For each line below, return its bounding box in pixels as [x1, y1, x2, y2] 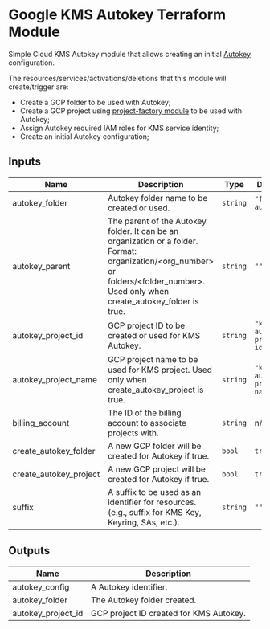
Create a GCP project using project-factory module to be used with [19, 106, 243, 116]
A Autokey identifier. [91, 581, 168, 592]
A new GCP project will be [107, 464, 207, 475]
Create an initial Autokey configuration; [19, 131, 149, 141]
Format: [107, 245, 137, 256]
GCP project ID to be [107, 320, 186, 331]
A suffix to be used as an [107, 486, 202, 497]
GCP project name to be [107, 353, 198, 365]
